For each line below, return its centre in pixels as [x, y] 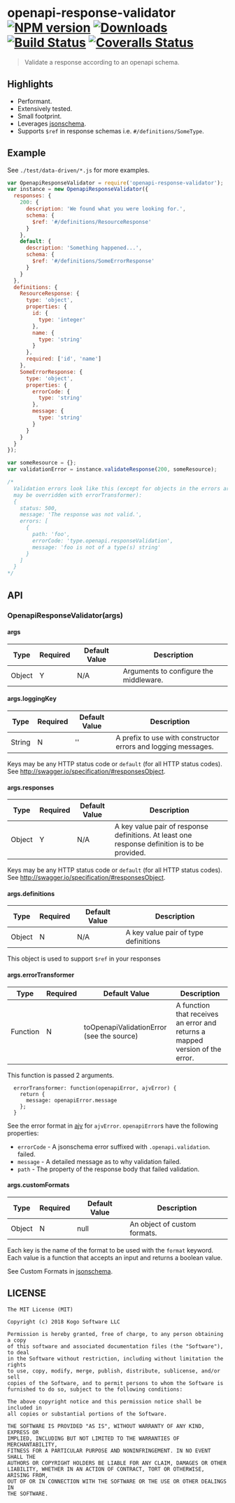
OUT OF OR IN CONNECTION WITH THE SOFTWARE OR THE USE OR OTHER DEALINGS [117, 1481]
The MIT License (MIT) [40, 1309]
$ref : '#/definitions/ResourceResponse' [92, 222]
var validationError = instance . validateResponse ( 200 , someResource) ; [112, 469]
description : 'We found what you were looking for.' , [106, 209]
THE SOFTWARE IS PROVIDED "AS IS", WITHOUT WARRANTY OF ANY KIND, [106, 1426]
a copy [17, 1340]
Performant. [35, 101]
